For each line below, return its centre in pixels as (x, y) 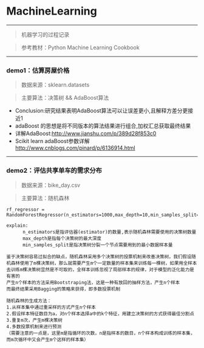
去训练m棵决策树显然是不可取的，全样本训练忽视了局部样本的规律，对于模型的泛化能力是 (100, 270)
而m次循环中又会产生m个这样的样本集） (48, 339)
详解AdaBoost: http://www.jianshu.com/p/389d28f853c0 (86, 134)
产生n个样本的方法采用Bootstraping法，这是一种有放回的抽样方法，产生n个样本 (93, 282)
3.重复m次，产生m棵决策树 (34, 320)
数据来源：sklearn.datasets (55, 85)
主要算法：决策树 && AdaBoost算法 (65, 98)
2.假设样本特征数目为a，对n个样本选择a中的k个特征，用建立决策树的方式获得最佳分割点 (100, 314)
